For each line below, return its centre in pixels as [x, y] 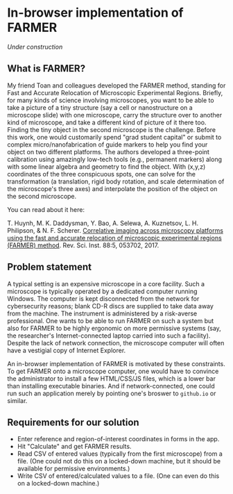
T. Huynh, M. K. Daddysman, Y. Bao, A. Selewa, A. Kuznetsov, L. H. [103, 223]
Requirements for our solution [74, 422]
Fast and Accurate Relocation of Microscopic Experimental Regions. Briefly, [115, 92]
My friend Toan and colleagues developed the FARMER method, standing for [116, 85]
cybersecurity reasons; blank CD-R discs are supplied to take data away [110, 306]
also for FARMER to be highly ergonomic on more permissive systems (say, [114, 328]
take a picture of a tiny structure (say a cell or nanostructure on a [100, 107]
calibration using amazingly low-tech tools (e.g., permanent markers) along [114, 159]
